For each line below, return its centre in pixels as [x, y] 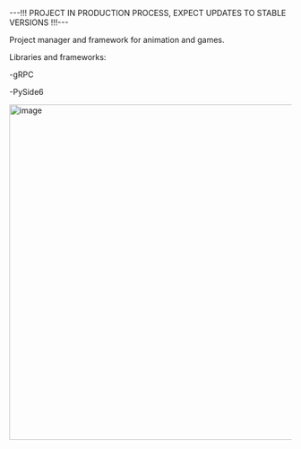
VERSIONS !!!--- [39, 22]
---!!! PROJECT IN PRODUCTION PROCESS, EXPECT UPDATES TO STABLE [148, 13]
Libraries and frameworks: [58, 57]
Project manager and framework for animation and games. [117, 40]
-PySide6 [27, 92]
